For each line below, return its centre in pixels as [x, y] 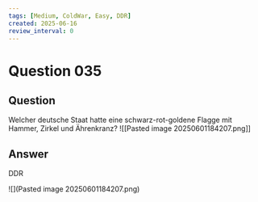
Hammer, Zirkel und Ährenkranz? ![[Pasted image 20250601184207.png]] [130, 128]
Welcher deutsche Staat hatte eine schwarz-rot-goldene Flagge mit [120, 120]
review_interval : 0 [41, 31]
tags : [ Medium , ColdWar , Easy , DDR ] [70, 16]
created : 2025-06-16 [43, 23]
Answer [29, 154]
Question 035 [55, 71]
